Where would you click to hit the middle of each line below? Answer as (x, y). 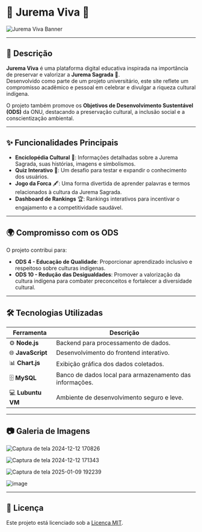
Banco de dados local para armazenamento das (124, 375)
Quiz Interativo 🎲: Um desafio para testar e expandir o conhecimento (101, 170)
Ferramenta (30, 333)
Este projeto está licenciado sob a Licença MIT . (65, 522)
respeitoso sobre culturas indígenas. (60, 268)
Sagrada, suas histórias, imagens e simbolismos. (75, 164)
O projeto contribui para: (37, 250)
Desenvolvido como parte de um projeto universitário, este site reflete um (97, 81)
